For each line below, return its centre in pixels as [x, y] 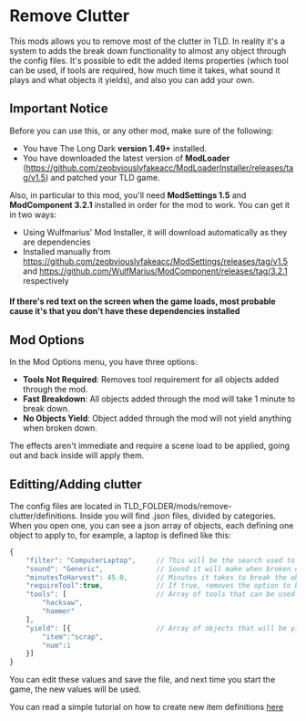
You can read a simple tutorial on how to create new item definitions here [147, 707]
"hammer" [59, 611]
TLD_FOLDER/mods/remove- [178, 506]
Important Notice [59, 109]
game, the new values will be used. [75, 689]
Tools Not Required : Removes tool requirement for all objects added [151, 380]
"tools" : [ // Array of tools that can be [150, 594]
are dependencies [56, 242]
